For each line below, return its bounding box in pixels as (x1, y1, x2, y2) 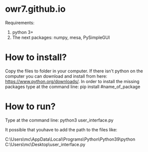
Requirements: (5, 20, 34, 26)
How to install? (5, 52, 67, 63)
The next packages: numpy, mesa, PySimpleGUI (12, 34, 110, 40)
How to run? (5, 101, 56, 112)
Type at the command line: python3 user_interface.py (5, 117, 114, 123)
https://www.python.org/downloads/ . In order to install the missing (5, 78, 140, 84)
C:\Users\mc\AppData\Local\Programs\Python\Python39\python (5, 136, 135, 142)
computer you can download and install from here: (5, 73, 107, 79)
